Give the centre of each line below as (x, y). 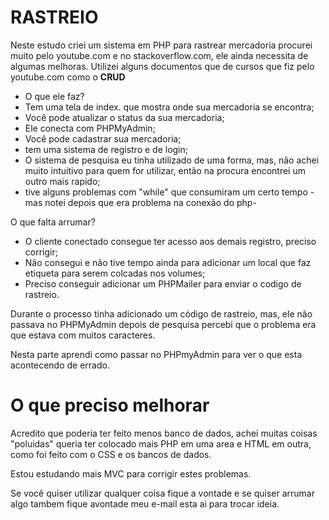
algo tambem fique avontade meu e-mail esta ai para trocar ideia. (145, 503)
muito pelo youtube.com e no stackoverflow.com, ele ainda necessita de (159, 55)
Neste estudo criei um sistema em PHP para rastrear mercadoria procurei (161, 45)
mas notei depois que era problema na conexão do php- (140, 202)
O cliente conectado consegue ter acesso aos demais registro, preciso (170, 241)
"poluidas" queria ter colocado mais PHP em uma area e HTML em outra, (161, 443)
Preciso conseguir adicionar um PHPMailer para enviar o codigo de (163, 283)
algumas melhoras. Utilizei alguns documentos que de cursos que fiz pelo (162, 66)
